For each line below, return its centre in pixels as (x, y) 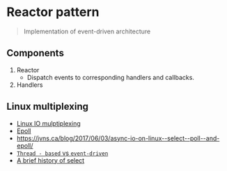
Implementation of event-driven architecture (87, 31)
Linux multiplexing (47, 107)
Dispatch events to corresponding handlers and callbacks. (110, 77)
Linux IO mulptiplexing (48, 123)
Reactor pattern (53, 12)
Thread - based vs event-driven (62, 153)
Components (35, 53)
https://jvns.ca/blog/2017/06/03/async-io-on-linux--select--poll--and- (118, 138)
